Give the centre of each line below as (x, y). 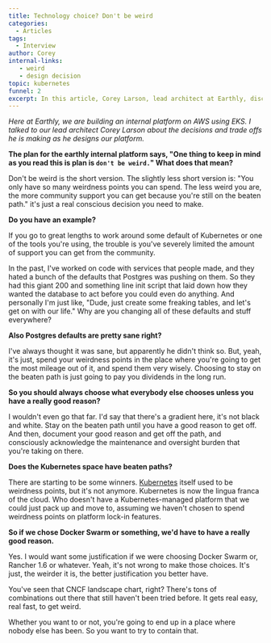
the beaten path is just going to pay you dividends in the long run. (117, 377)
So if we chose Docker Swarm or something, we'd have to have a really (129, 532)
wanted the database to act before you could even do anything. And (121, 294)
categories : (28, 23)
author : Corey (32, 53)
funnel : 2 (25, 91)
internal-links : (35, 61)
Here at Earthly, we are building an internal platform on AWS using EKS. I (130, 121)
